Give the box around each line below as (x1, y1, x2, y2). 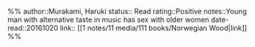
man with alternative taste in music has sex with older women (7, 15, 210, 24)
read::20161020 (7, 23, 59, 32)
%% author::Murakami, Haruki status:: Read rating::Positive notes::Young (7, 7, 248, 16)
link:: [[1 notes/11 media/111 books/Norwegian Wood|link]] (60, 23, 248, 32)
